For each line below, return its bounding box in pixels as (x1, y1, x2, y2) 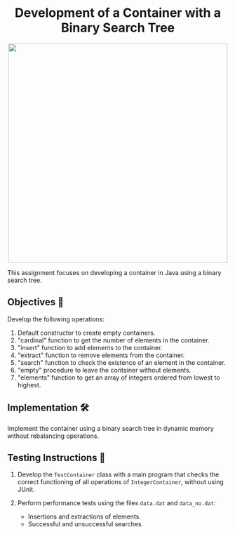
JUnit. (17, 486, 35, 494)
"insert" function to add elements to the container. (17, 343, 163, 352)
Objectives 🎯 (7, 296, 65, 308)
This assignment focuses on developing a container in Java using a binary (7, 268, 222, 276)
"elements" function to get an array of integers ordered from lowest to (17, 373, 220, 382)
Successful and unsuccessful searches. (27, 520, 144, 528)
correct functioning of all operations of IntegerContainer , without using (17, 478, 224, 486)
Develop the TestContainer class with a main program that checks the (17, 470, 220, 479)
